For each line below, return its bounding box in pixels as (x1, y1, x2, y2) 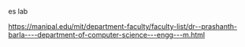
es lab (8, 7, 28, 16)
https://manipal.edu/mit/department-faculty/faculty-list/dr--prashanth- (8, 22, 238, 31)
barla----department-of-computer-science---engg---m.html (8, 31, 206, 39)
